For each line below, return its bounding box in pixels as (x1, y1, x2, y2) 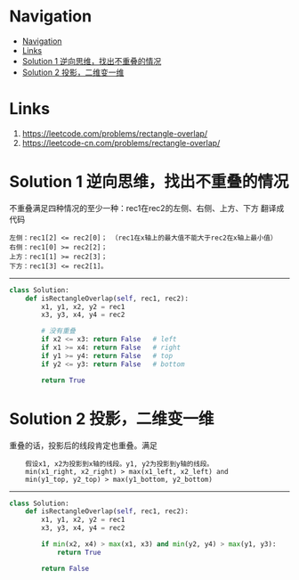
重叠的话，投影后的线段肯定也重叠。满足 (9, 439, 158, 451)
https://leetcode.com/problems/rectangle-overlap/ (21, 127, 207, 139)
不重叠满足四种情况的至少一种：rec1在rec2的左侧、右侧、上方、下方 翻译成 (9, 202, 285, 213)
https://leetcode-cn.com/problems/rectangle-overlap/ (21, 137, 221, 148)
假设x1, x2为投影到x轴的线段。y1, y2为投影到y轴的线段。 (25, 459, 214, 469)
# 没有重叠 (41, 327, 77, 336)
